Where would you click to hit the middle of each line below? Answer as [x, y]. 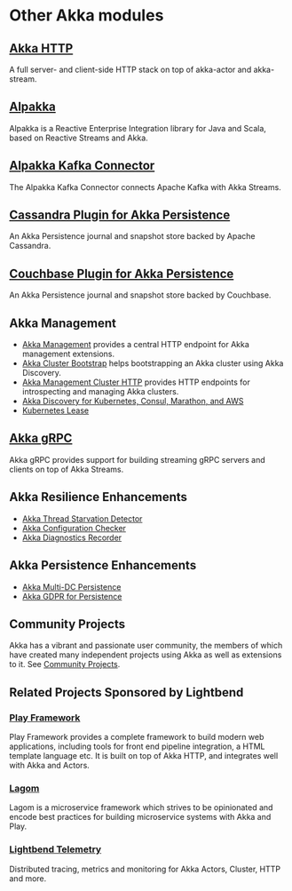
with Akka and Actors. [50, 765]
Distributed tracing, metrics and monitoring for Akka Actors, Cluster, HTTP [145, 869]
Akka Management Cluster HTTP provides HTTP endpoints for [136, 382]
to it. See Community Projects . [65, 664]
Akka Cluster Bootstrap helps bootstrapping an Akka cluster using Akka [153, 363]
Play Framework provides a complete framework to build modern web [137, 737]
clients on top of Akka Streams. [67, 469]
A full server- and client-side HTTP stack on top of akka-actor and [130, 69]
